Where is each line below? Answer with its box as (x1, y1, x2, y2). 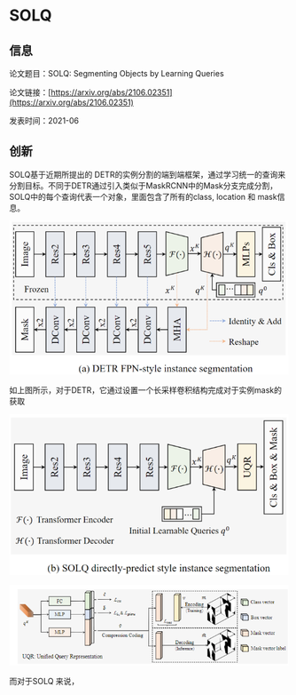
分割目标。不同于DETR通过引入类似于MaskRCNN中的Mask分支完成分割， (9, 180, 278, 191)
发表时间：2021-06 (9, 116, 80, 125)
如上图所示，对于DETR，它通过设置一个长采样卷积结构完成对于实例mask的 (9, 385, 282, 395)
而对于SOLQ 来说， (9, 676, 80, 687)
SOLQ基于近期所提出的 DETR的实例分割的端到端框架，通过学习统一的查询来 (9, 169, 286, 180)
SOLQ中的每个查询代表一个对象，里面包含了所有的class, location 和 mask (9, 191, 277, 202)
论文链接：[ (9, 87, 51, 98)
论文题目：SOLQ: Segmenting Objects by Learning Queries (9, 68, 224, 78)
